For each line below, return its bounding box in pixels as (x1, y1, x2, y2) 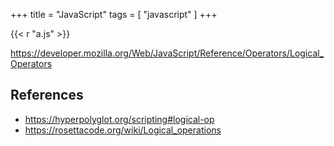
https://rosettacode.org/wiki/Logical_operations (24, 124, 222, 136)
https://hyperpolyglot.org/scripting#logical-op (24, 113, 215, 125)
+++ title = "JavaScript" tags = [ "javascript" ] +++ (10, 9, 218, 20)
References (10, 87, 84, 104)
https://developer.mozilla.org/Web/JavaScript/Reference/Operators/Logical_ (10, 47, 325, 59)
